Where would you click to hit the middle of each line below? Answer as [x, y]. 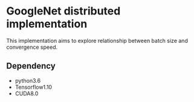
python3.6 [28, 80]
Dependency [31, 66]
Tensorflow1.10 [34, 87]
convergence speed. [32, 47]
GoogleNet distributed [63, 11]
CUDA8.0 [27, 93]
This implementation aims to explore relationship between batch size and [97, 40]
